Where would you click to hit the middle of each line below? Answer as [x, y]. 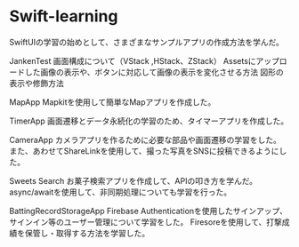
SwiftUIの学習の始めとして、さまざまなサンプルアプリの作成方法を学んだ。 [147, 42]
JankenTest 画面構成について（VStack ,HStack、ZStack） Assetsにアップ [145, 60]
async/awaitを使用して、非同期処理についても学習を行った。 [121, 192]
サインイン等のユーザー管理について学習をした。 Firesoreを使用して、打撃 [145, 222]
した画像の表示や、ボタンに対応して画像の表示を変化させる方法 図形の [154, 72]
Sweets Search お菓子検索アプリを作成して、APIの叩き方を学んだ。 [133, 180]
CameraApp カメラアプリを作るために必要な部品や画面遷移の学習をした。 [145, 139]
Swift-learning [64, 16]
